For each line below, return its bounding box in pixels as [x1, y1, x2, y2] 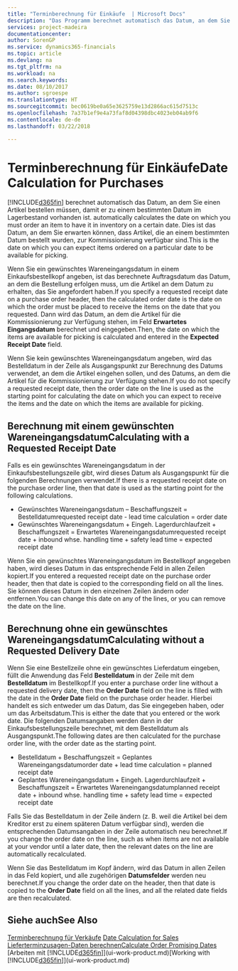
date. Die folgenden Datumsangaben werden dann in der [7, 717, 173, 725]
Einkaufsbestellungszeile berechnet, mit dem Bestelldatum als [7, 724, 189, 733]
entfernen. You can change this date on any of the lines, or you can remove [7, 594, 226, 603]
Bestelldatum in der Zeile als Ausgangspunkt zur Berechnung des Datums [7, 362, 223, 370]
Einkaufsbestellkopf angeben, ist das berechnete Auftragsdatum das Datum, [7, 272, 231, 281]
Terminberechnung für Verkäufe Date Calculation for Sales [7, 933, 179, 942]
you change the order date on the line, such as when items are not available [7, 835, 229, 843]
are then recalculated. [7, 894, 72, 903]
